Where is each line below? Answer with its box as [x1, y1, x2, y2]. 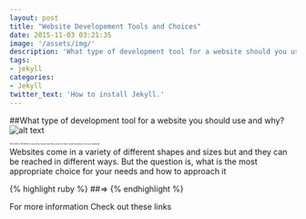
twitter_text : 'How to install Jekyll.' [9, 89, 166, 99]
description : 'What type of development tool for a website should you [9, 47, 287, 57]
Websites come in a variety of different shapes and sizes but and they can [9, 147, 288, 157]
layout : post [9, 13, 59, 23]
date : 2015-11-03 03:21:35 [9, 30, 112, 39]
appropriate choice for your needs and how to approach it [9, 166, 227, 176]
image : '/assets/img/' [9, 38, 96, 48]
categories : [9, 73, 55, 82]
